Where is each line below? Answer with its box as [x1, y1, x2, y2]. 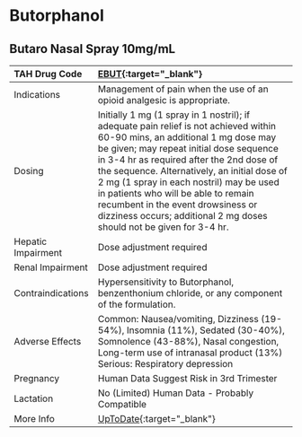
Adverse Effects [13, 336, 82, 347]
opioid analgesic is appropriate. [97, 94, 231, 106]
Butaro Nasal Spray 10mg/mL [9, 41, 176, 57]
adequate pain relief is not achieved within [97, 120, 277, 132]
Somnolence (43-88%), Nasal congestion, [97, 336, 280, 347]
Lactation [13, 392, 54, 405]
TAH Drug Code [13, 68, 83, 80]
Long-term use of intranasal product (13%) [97, 346, 283, 359]
